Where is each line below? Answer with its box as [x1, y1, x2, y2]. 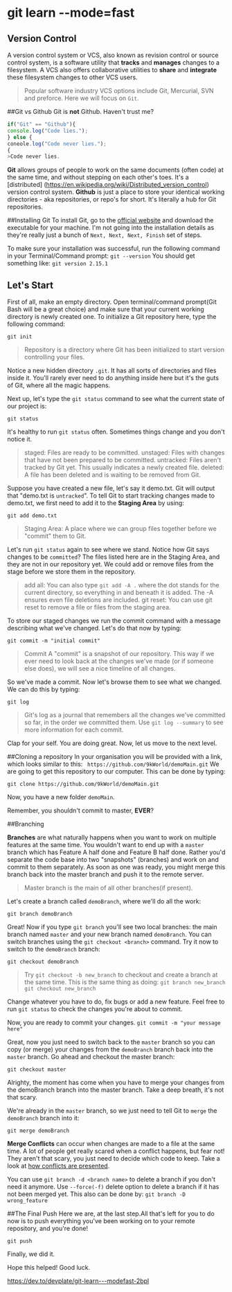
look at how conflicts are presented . [7, 1162, 110, 1170]
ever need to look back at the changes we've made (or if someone [24, 657, 214, 665]
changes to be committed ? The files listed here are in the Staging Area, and [7, 553, 220, 561]
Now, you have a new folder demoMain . [7, 793, 116, 801]
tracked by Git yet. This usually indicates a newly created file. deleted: [24, 464, 224, 472]
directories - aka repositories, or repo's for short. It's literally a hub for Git [7, 195, 217, 204]
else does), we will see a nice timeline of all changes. [24, 664, 176, 673]
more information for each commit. [24, 726, 124, 734]
